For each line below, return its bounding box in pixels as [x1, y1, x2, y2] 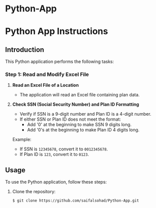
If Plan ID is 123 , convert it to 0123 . [19, 151, 89, 157]
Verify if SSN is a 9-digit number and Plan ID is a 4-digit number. [19, 111, 152, 117]
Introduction [5, 45, 45, 54]
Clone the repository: [12, 189, 56, 195]
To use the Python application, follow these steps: [5, 179, 107, 185]
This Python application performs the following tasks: [5, 59, 114, 65]
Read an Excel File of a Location [12, 82, 79, 88]
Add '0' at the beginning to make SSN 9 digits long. [27, 122, 132, 128]
